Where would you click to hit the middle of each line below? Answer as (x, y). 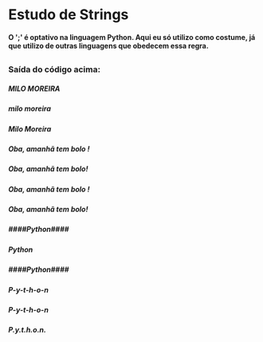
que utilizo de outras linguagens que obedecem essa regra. (108, 45)
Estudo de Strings (69, 15)
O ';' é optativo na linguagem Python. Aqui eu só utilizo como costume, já (132, 37)
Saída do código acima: (55, 69)
